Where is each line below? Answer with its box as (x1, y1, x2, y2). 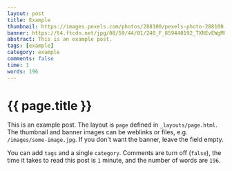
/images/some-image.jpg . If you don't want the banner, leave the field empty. (7, 136, 224, 144)
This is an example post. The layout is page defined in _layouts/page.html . (7, 120, 217, 129)
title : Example (7, 17, 51, 24)
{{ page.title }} (7, 98, 93, 114)
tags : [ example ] (7, 42, 54, 49)
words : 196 (7, 68, 39, 75)
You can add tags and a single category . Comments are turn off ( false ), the (7, 149, 222, 157)
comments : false (7, 55, 54, 62)
